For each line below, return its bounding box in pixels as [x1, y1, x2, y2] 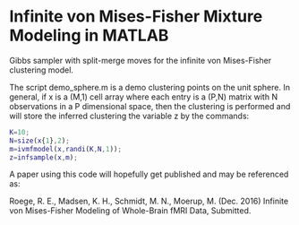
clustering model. [9, 65, 74, 75]
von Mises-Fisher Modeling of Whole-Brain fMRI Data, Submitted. [9, 205, 252, 216]
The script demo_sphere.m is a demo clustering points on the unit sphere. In [9, 82, 291, 92]
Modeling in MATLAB [9, 25, 169, 46]
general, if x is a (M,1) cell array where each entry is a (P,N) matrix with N [9, 91, 278, 102]
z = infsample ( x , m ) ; [9, 152, 78, 162]
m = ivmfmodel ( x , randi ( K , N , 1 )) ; [9, 144, 123, 153]
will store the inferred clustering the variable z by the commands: [9, 110, 250, 121]
